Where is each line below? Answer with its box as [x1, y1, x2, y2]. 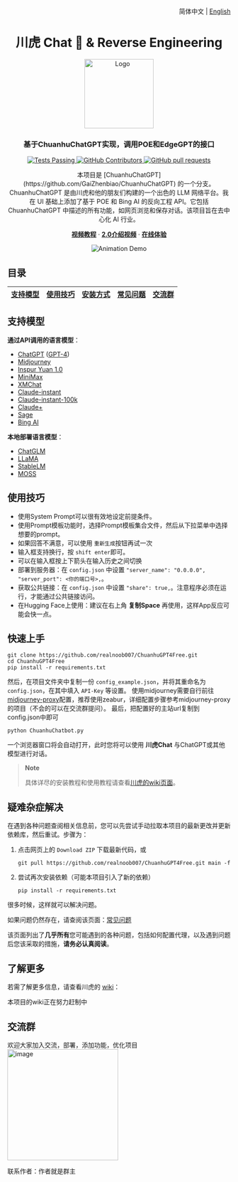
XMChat [17, 380, 42, 389]
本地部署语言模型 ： [7, 432, 64, 441]
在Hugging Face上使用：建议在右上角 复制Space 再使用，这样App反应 [17, 601, 224, 609]
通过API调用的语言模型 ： [7, 335, 80, 344]
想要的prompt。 [17, 530, 64, 538]
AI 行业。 [113, 215, 140, 224]
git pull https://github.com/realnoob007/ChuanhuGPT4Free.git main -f [17, 859, 231, 867]
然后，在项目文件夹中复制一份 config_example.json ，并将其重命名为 [7, 677, 206, 686]
